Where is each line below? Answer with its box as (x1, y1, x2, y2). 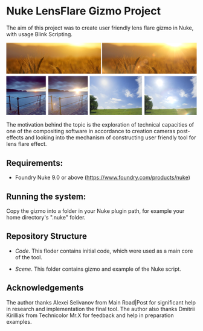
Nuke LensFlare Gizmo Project (6, 4, 161, 18)
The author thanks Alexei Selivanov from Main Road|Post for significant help (6, 298, 196, 306)
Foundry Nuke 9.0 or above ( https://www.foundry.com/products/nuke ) (14, 174, 190, 181)
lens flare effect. (6, 140, 47, 148)
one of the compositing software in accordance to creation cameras (6, 128, 176, 135)
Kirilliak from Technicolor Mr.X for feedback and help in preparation (6, 312, 174, 319)
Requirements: (6, 158, 63, 168)
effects (6, 134, 24, 141)
